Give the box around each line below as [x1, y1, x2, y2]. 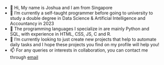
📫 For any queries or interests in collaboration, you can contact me [9, 47, 148, 53]
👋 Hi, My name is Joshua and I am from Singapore [9, 5, 113, 10]
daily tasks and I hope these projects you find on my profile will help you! [9, 42, 160, 47]
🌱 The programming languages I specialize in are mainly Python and [9, 26, 150, 32]
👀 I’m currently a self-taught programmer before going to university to [9, 10, 153, 16]
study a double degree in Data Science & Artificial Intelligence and [9, 15, 146, 21]
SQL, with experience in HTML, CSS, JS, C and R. [9, 31, 112, 37]
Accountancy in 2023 [9, 20, 54, 26]
